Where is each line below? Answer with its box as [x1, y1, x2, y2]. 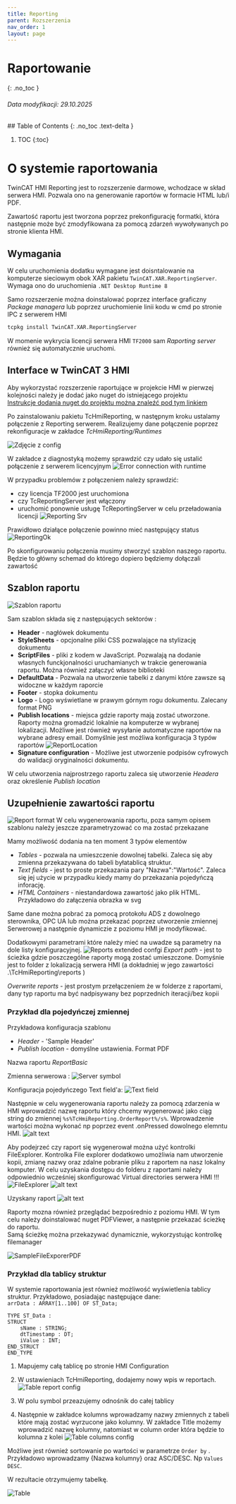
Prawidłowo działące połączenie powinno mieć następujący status [7, 525, 199, 534]
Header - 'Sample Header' [17, 1037, 95, 1045]
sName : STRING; [20, 1325, 68, 1332]
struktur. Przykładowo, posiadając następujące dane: [7, 1293, 161, 1301]
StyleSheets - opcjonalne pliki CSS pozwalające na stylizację [17, 635, 197, 644]
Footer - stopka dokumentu [17, 688, 98, 696]
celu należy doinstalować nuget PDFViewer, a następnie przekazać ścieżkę [7, 1215, 225, 1224]
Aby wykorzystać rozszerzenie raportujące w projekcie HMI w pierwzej [7, 383, 214, 392]
